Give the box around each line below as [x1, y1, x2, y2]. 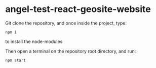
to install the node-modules [5, 38, 63, 44]
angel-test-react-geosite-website [5, 3, 151, 15]
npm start [5, 57, 26, 63]
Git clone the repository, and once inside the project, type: [5, 20, 127, 26]
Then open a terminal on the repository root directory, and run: [5, 48, 136, 54]
